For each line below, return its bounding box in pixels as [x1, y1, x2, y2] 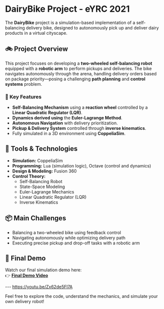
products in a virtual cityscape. [5, 30, 68, 36]
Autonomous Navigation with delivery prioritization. [12, 120, 118, 126]
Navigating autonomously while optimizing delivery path [12, 235, 126, 240]
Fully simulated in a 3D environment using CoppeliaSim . [12, 131, 126, 137]
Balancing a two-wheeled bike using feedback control [12, 229, 121, 236]
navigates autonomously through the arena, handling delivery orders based [5, 71, 157, 76]
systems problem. [5, 81, 43, 87]
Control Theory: [12, 173, 46, 179]
